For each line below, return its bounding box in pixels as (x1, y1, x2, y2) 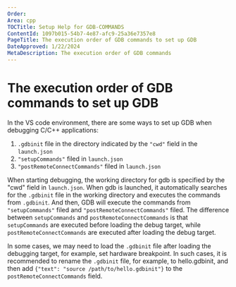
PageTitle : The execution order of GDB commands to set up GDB (7, 37, 197, 44)
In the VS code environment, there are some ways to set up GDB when (7, 118, 213, 127)
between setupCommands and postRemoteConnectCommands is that (7, 213, 188, 221)
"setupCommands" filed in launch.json (17, 154, 123, 163)
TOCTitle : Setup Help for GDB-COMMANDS (7, 23, 125, 30)
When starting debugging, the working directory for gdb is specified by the (7, 176, 225, 184)
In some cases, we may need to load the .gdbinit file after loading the (7, 241, 211, 250)
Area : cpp (7, 17, 37, 24)
